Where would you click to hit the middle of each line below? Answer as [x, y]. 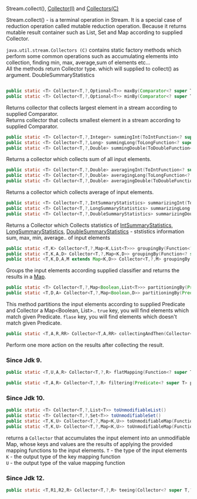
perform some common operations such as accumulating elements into [92, 56]
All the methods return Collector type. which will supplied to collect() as [92, 69]
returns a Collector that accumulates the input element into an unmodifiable [98, 438]
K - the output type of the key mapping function [63, 456]
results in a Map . [26, 277]
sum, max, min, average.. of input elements [58, 237]
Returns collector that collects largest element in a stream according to [92, 108]
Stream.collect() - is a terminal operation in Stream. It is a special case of [94, 20]
